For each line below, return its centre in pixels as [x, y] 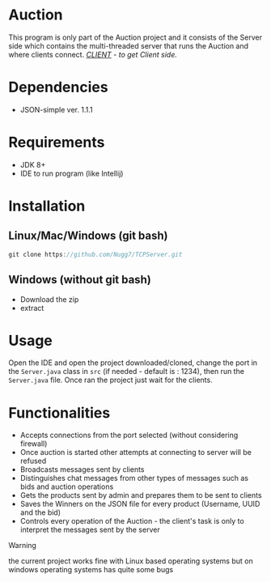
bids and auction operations [67, 486]
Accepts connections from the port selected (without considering [129, 435]
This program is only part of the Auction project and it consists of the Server [135, 37]
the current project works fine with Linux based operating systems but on [131, 561]
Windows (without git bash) [80, 280]
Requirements [57, 142]
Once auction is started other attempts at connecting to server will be [136, 452]
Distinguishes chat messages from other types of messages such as [134, 478]
